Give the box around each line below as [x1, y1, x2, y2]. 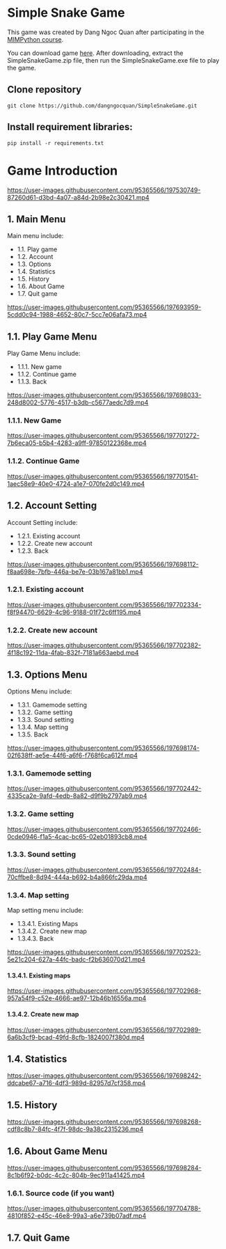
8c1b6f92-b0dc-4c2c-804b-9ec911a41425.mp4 [7, 1171, 145, 1179]
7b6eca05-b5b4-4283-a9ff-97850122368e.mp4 [7, 439, 147, 447]
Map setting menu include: [7, 906, 83, 915]
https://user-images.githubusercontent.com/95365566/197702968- [7, 987, 202, 995]
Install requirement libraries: [7, 121, 134, 133]
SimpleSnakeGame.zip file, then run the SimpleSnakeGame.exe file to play [7, 56, 220, 64]
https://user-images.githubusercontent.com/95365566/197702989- [7, 1026, 202, 1034]
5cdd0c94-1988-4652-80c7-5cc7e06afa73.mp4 [7, 311, 147, 319]
